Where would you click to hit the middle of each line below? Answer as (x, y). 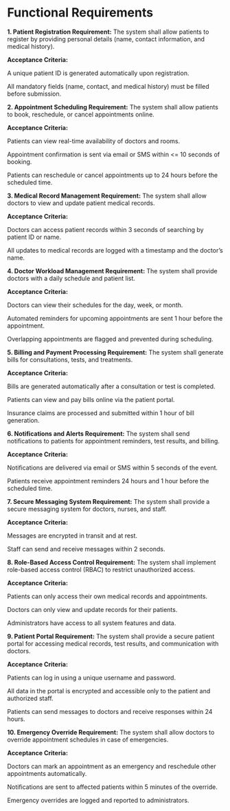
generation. (23, 420)
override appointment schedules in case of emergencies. (88, 739)
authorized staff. (30, 698)
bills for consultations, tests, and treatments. (70, 359)
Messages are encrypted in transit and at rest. (72, 536)
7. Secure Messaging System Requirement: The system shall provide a (108, 501)
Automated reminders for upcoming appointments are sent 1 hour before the (115, 318)
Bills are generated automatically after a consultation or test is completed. (111, 386)
